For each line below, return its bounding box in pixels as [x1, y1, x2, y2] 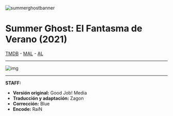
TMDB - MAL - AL [5, 50, 44, 56]
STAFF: [5, 80, 22, 86]
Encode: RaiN [12, 106, 43, 112]
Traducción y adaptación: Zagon [12, 95, 84, 101]
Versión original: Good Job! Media [12, 89, 88, 96]
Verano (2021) [5, 34, 67, 45]
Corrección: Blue [12, 100, 50, 107]
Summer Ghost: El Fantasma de [5, 23, 143, 34]
